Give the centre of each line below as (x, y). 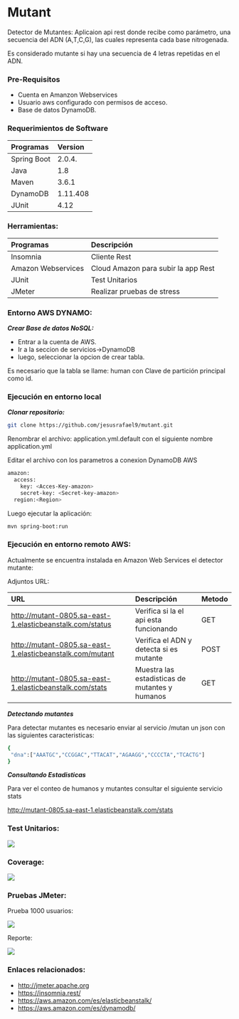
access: (25, 480)
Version (71, 146)
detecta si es (156, 649)
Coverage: (26, 862)
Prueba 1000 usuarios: (40, 911)
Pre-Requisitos (34, 79)
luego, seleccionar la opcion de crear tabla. (81, 357)
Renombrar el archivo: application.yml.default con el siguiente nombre (110, 439)
